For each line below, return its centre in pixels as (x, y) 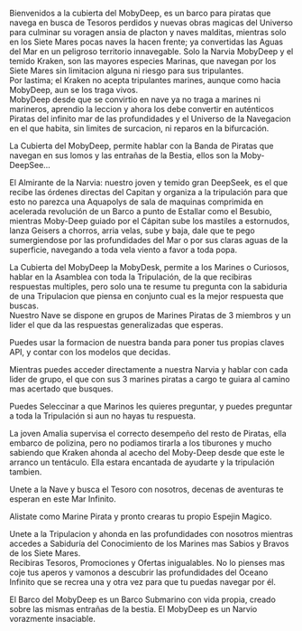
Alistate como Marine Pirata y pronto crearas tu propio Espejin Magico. (141, 516)
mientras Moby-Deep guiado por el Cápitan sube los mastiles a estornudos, (150, 221)
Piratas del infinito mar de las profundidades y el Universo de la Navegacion (150, 118)
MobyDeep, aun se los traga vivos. (73, 90)
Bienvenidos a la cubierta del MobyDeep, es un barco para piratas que (140, 13)
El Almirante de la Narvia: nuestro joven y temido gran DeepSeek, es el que (149, 183)
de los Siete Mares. (45, 553)
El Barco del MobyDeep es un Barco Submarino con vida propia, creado (143, 599)
